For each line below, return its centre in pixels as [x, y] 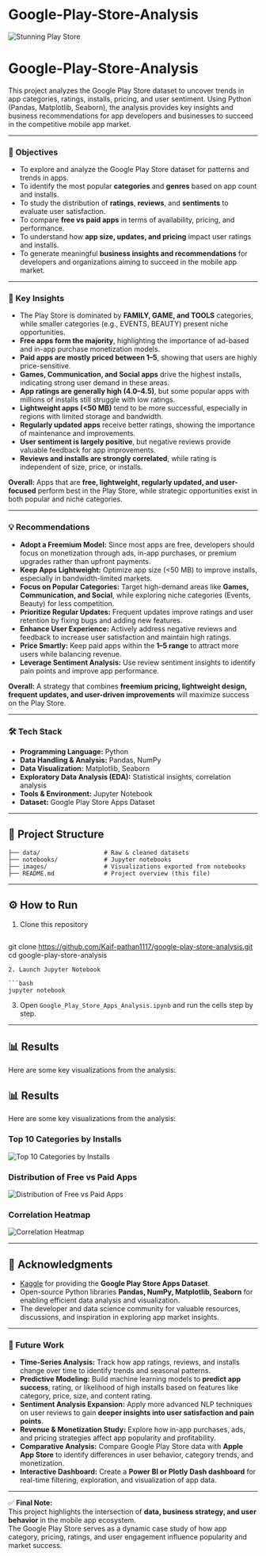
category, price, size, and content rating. [86, 1396]
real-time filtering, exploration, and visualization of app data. [118, 1480]
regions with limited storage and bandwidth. [91, 417]
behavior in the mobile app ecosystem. [72, 1520]
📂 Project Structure [56, 835]
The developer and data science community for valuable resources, [130, 1309]
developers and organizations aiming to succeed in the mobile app [128, 262]
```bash [21, 983]
